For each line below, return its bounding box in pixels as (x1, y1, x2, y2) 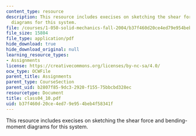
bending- (165, 117, 188, 124)
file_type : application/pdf (6, 36, 75, 41)
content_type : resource (6, 8, 64, 15)
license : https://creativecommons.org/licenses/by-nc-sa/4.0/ (6, 62, 160, 69)
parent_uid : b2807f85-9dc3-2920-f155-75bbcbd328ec (6, 85, 132, 90)
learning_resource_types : (6, 52, 69, 58)
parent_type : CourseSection (6, 79, 75, 85)
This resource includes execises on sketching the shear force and (6, 117, 164, 124)
